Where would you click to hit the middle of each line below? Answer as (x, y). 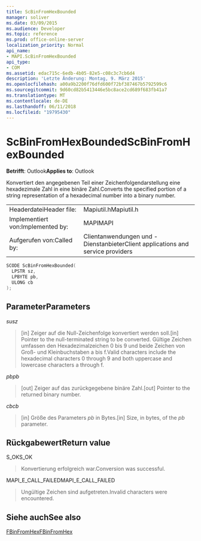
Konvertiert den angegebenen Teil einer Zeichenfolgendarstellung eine (93, 183)
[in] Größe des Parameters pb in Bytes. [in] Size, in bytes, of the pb (103, 417)
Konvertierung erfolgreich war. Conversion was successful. (93, 469)
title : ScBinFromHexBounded (41, 12)
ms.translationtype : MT (36, 95)
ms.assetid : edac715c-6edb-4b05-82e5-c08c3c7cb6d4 (71, 73)
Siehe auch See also (44, 517)
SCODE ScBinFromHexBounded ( (41, 266)
